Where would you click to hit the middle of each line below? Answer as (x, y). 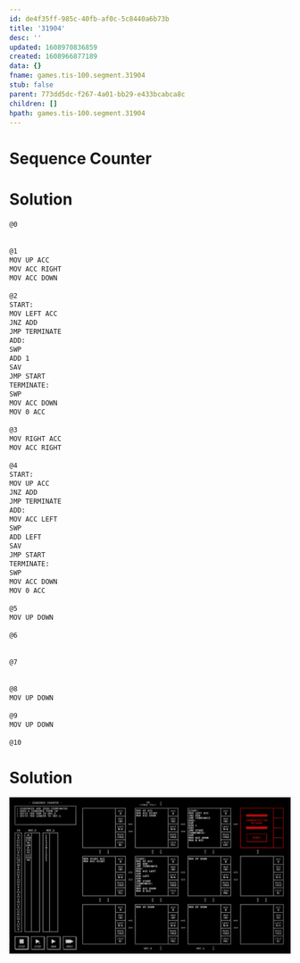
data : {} (25, 66)
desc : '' (25, 38)
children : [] (33, 104)
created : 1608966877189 (54, 57)
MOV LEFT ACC (33, 314)
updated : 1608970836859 (54, 47)
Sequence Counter (80, 159)
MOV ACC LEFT (33, 519)
